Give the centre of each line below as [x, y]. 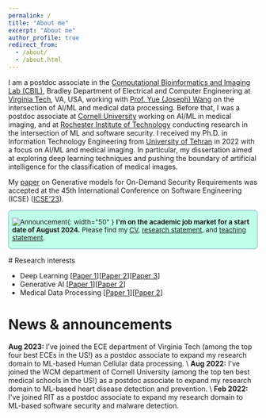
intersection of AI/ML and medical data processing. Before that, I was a [124, 107]
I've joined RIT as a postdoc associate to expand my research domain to [126, 397]
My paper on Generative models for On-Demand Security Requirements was [133, 182]
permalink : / [30, 15]
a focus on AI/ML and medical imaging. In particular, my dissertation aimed [130, 150]
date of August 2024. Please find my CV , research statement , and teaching [129, 230]
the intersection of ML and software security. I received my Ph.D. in [118, 132]
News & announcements [90, 325]
